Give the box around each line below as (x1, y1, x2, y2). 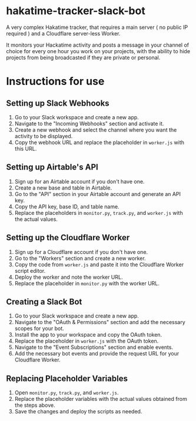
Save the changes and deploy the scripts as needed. (14, 408, 142, 415)
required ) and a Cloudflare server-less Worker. (6, 30, 121, 37)
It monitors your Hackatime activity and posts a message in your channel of (6, 41, 190, 48)
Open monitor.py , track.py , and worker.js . (14, 389, 119, 396)
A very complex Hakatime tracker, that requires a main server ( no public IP (6, 24, 188, 31)
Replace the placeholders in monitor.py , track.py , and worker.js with (14, 209, 184, 216)
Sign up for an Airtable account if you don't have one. (14, 178, 145, 185)
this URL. (14, 145, 37, 152)
